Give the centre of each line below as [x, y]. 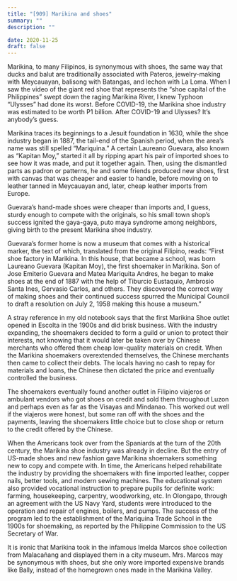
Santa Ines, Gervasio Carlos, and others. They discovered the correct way [115, 289]
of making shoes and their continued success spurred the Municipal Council [118, 297]
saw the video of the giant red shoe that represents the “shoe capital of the [117, 89]
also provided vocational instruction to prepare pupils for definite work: [111, 488]
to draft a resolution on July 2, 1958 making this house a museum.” [104, 304]
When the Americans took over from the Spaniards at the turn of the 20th [114, 443]
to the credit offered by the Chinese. [60, 429]
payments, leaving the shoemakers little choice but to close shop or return [116, 422]
